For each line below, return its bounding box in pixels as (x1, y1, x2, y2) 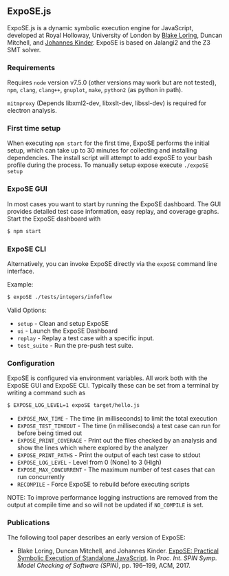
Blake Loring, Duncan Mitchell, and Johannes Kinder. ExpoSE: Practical (17, 546, 219, 555)
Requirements (7, 63, 56, 72)
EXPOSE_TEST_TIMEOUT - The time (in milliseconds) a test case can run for (17, 421, 221, 430)
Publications (7, 518, 50, 527)
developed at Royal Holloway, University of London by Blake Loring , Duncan (7, 31, 223, 39)
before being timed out (17, 429, 83, 437)
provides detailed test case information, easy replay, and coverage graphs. (7, 207, 219, 215)
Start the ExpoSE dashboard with (7, 214, 101, 223)
